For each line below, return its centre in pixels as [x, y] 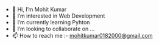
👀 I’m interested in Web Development [58, 16]
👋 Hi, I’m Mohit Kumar [39, 9]
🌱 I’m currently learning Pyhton [51, 22]
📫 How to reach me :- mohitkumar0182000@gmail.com [82, 36]
